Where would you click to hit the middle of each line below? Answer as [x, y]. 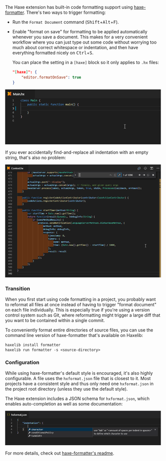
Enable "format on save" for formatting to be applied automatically [80, 32]
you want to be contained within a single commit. [55, 321]
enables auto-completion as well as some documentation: [64, 404]
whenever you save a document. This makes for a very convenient [80, 37]
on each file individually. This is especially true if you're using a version [78, 310]
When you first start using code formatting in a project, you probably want [81, 299]
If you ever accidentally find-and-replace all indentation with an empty [77, 152]
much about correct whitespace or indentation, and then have [75, 47]
